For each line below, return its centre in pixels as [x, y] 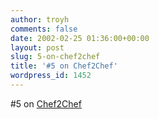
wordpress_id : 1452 [51, 76]
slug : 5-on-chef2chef [55, 57]
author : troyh [40, 19]
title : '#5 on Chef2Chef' [64, 66]
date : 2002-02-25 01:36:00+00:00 [80, 38]
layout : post [37, 47]
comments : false [44, 29]
